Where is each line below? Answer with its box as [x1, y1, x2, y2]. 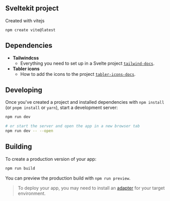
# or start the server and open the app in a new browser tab [5, 124, 140, 129]
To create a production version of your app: [5, 156, 97, 162]
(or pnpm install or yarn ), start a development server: [5, 104, 118, 111]
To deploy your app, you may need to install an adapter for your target [17, 185, 165, 191]
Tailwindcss [12, 54, 39, 61]
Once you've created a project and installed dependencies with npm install [5, 99, 164, 105]
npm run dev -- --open [5, 128, 53, 134]
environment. [17, 190, 46, 196]
